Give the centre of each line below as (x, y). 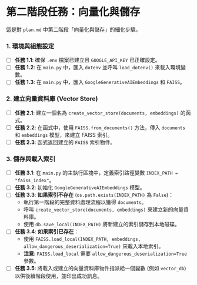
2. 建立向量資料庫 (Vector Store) (52, 99)
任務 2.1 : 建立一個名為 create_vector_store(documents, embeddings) (97, 113)
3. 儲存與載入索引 (31, 159)
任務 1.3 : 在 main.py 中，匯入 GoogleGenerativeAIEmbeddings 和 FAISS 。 (100, 82)
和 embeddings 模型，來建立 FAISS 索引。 (64, 135)
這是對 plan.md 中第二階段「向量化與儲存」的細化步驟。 (74, 29)
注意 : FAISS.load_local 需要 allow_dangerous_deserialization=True (105, 254)
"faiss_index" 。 (34, 180)
